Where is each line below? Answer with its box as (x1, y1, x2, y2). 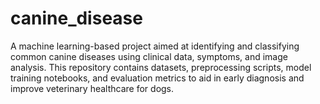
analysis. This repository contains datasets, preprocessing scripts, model (10, 61, 312, 73)
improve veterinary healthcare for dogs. (10, 82, 175, 94)
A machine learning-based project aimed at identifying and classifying (10, 40, 300, 52)
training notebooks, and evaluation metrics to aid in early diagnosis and (10, 72, 305, 84)
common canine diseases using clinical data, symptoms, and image (10, 50, 288, 62)
